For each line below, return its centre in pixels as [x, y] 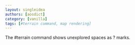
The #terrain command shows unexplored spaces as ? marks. [68, 38]
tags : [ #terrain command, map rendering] [48, 23]
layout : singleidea [25, 10]
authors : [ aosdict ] [25, 14]
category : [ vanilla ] [26, 19]
